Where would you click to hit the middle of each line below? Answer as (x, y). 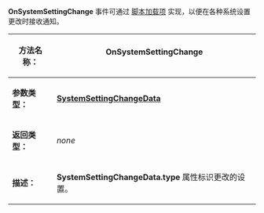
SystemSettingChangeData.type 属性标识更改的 (147, 177)
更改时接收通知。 (36, 21)
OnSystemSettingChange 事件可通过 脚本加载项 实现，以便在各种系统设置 (129, 11)
